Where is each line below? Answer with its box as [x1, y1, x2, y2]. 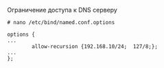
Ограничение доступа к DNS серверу [7, 6, 118, 14]
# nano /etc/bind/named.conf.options [7, 19, 115, 26]
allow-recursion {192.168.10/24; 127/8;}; [32, 43, 158, 50]
